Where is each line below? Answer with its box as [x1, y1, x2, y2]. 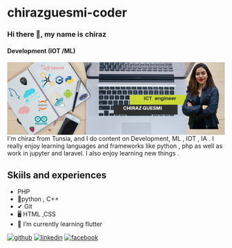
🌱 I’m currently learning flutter [17, 220, 103, 229]
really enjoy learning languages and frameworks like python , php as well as [7, 142, 223, 150]
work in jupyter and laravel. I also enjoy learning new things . [7, 149, 180, 158]
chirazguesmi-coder [7, 5, 128, 21]
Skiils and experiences [7, 169, 107, 181]
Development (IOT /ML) [7, 46, 76, 55]
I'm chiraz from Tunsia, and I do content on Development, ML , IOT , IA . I [7, 135, 214, 143]
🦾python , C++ [17, 195, 59, 203]
